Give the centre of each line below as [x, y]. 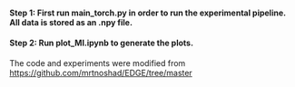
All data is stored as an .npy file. [71, 22]
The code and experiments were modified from [98, 63]
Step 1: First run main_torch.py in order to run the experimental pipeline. [147, 13]
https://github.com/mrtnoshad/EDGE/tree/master [101, 72]
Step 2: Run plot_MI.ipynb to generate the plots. [101, 43]
